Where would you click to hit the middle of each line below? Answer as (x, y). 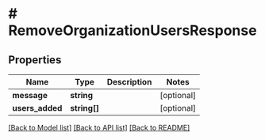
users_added (37, 108)
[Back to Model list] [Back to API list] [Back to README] (99, 128)
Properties (35, 60)
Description (129, 82)
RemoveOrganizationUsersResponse (132, 30)
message (30, 95)
